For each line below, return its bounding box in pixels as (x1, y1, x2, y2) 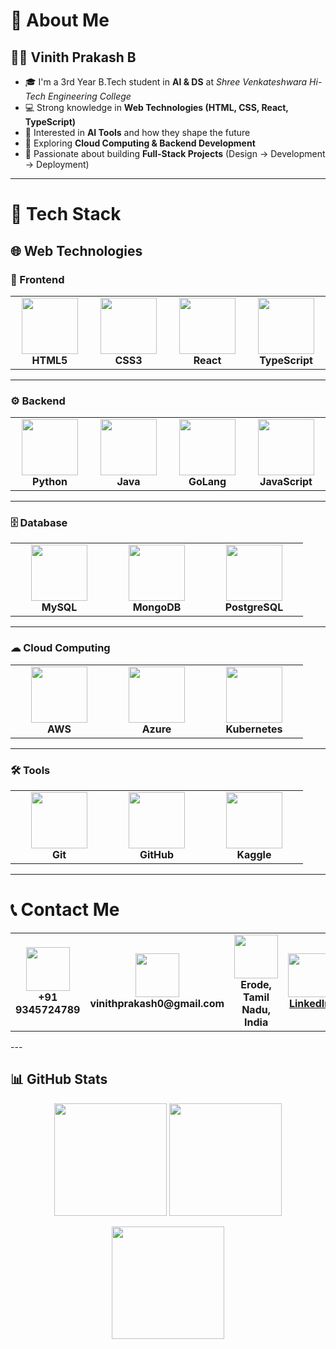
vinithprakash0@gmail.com (89, 997, 225, 1010)
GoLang (188, 475, 227, 489)
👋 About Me (10, 9, 110, 32)
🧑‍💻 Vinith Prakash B (10, 49, 137, 66)
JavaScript (259, 475, 313, 489)
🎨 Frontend (10, 272, 65, 286)
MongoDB (132, 600, 182, 614)
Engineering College (48, 90, 132, 102)
